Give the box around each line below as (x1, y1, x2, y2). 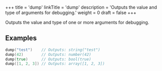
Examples (5, 34, 37, 42)
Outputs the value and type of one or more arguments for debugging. (5, 20, 149, 25)
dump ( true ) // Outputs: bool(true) (5, 56, 92, 62)
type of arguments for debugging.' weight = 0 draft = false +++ (5, 10, 137, 16)
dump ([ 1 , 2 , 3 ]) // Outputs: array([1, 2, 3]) (5, 61, 105, 66)
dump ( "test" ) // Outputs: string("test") (5, 47, 100, 52)
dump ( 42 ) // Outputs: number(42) (5, 52, 92, 57)
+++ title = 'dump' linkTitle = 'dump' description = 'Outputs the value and (5, 5, 157, 10)
